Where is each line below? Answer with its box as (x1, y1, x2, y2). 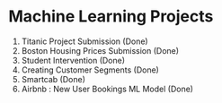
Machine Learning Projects (8, 6, 214, 27)
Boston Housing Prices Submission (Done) (21, 45, 180, 56)
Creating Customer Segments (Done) (21, 64, 159, 75)
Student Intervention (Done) (21, 55, 126, 65)
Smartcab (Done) (21, 73, 86, 84)
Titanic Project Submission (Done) (21, 36, 149, 47)
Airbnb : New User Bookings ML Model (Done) (21, 83, 194, 94)
